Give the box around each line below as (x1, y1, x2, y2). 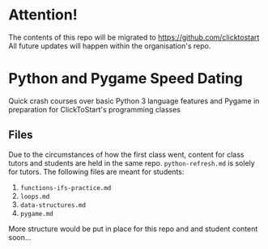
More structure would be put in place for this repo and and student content (8, 224, 258, 234)
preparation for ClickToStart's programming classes (8, 104, 181, 114)
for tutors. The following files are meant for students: (8, 167, 185, 176)
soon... (8, 232, 32, 242)
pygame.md (19, 209, 54, 217)
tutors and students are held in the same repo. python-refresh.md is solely (8, 158, 255, 167)
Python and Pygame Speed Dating (8, 70, 243, 88)
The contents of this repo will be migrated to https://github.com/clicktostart (8, 32, 260, 42)
